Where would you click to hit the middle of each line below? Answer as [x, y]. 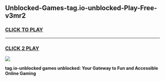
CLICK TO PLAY [24, 30]
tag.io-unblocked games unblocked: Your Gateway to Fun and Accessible [82, 68]
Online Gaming [21, 73]
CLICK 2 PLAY [22, 48]
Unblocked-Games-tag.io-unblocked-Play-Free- [81, 8]
